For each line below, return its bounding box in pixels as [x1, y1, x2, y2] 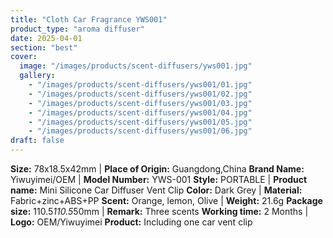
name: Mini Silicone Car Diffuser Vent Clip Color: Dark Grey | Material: [10, 184, 303, 196]
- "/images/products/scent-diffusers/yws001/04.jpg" [28, 107, 253, 118]
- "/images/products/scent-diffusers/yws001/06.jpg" [28, 126, 253, 136]
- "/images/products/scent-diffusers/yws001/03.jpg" [28, 98, 253, 108]
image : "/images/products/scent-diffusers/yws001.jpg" [19, 61, 253, 71]
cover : [10, 52, 38, 62]
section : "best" [10, 42, 78, 53]
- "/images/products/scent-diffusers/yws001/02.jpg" [28, 89, 253, 99]
